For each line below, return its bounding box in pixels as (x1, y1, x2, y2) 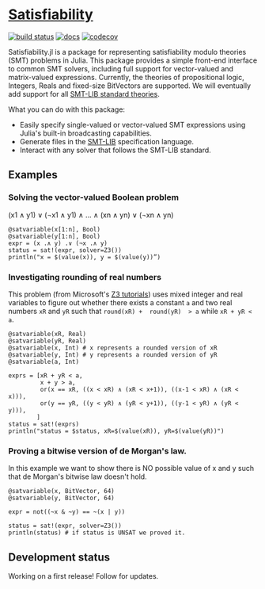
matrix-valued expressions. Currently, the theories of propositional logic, (8, 72, 245, 82)
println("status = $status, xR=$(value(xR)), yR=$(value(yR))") (8, 426, 225, 435)
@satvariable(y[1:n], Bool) (8, 232, 101, 240)
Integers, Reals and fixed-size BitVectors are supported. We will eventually (8, 81, 252, 90)
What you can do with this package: (8, 105, 125, 114)
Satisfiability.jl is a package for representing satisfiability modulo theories (8, 47, 247, 56)
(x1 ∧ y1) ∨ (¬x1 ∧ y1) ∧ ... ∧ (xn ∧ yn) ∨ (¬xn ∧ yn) (8, 210, 174, 220)
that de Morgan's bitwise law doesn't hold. (8, 472, 148, 481)
